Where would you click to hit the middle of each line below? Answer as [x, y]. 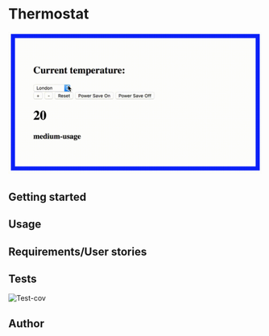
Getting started [48, 197]
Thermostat [49, 14]
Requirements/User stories [78, 251]
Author [26, 324]
